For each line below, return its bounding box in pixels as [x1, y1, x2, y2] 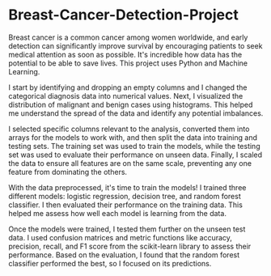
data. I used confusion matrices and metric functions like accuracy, [8, 232, 233, 242]
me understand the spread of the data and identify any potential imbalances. [8, 108, 264, 118]
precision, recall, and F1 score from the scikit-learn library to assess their [8, 241, 252, 251]
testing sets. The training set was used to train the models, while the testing [8, 141, 260, 151]
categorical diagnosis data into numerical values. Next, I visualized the [8, 91, 243, 100]
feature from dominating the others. [8, 167, 128, 176]
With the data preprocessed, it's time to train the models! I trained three [8, 182, 247, 192]
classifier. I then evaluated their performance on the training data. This [8, 200, 243, 210]
